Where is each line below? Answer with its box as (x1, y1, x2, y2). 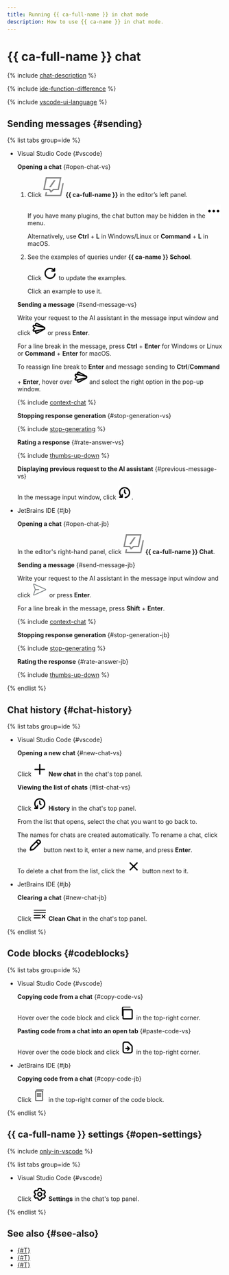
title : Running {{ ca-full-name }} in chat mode (7, 11, 149, 18)
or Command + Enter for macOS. (16, 349, 112, 358)
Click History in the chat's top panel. (16, 804, 136, 813)
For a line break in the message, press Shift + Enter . (16, 604, 165, 612)
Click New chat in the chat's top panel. (16, 770, 143, 779)
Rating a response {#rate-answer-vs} (16, 438, 125, 446)
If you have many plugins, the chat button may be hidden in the (27, 211, 206, 220)
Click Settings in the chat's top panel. (16, 1195, 139, 1203)
